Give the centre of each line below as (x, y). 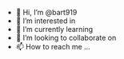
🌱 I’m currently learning (54, 29)
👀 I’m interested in (46, 21)
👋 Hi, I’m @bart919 (46, 12)
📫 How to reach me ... (53, 47)
